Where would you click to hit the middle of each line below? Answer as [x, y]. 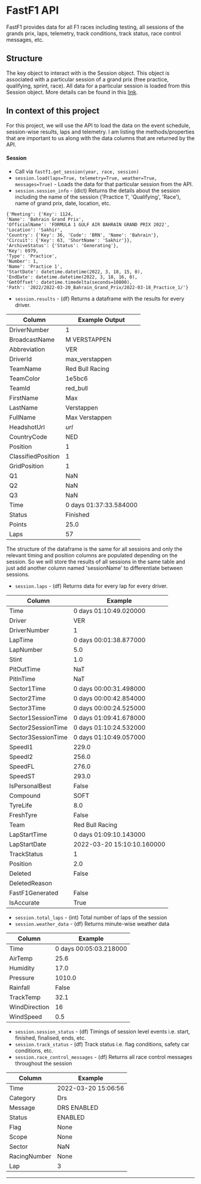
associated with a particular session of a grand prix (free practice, [88, 79]
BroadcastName [32, 339]
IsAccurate [25, 903]
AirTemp [21, 958]
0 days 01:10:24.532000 [109, 727]
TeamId [20, 388]
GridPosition [26, 466]
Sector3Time [28, 708]
